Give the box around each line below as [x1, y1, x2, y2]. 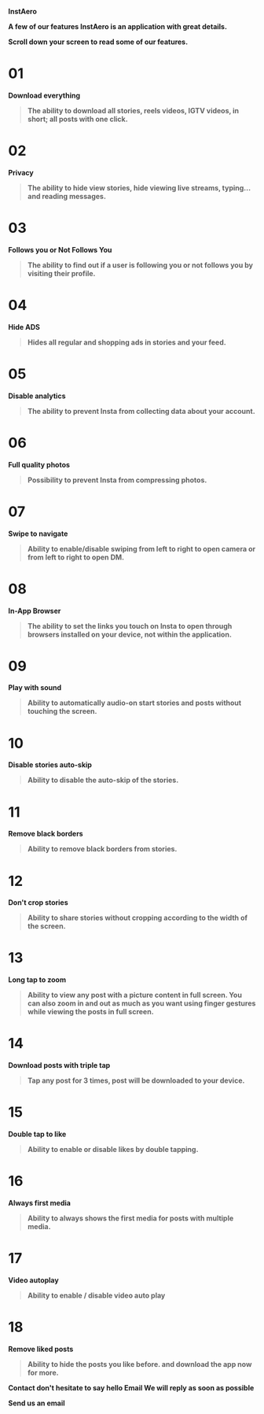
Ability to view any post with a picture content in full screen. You [27, 991, 242, 1000]
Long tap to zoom [8, 975, 67, 984]
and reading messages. [27, 191, 106, 201]
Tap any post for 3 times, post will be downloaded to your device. [27, 1076, 245, 1085]
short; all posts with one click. [27, 114, 128, 124]
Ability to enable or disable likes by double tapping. [27, 1145, 199, 1154]
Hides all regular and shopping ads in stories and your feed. [27, 338, 226, 347]
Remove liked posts [8, 1344, 74, 1353]
